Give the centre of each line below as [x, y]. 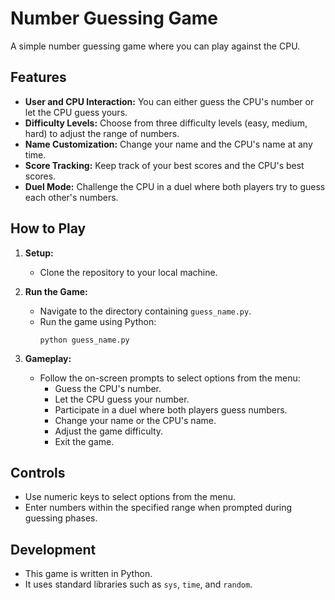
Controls [38, 472]
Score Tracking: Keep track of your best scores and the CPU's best [164, 165]
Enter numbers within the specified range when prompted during [158, 508]
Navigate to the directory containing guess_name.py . [145, 311]
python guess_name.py [84, 340]
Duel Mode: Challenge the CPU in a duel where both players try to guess [175, 186]
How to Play [48, 228]
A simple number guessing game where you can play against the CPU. [155, 46]
